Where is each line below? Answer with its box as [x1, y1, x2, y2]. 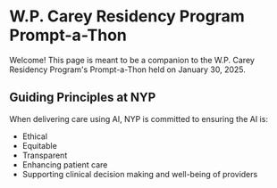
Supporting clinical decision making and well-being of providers [21, 168, 258, 179]
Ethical [21, 131, 47, 142]
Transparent [21, 150, 68, 160]
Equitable [21, 140, 58, 151]
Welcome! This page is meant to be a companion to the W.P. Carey [9, 54, 255, 65]
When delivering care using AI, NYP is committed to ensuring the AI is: [9, 113, 268, 124]
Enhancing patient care [21, 159, 108, 170]
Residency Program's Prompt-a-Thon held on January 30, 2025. [9, 64, 246, 75]
